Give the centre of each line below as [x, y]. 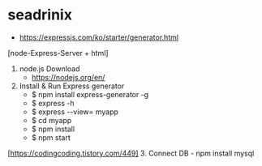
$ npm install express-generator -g [90, 94]
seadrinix [40, 15]
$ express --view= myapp [75, 112]
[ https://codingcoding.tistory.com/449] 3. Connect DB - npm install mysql [131, 153]
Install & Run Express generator [72, 86]
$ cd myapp [52, 120]
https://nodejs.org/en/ [68, 77]
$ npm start [51, 137]
